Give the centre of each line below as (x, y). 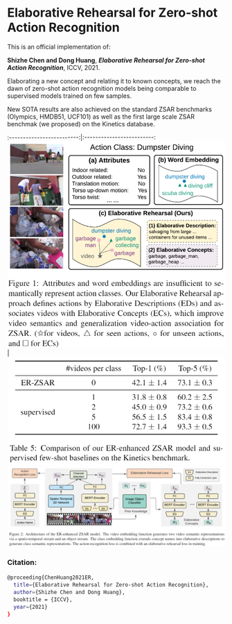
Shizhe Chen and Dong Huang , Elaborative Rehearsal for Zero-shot (106, 60)
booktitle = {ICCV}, (43, 600)
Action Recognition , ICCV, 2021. (54, 67)
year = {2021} (31, 607)
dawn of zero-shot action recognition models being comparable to (102, 88)
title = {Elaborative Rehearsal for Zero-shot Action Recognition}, (111, 585)
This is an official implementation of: (59, 47)
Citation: (22, 562)
